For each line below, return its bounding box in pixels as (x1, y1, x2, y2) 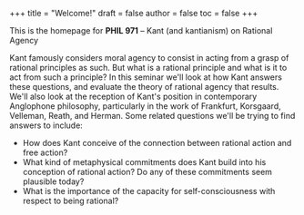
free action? (22, 147, 68, 158)
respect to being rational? (22, 195, 119, 206)
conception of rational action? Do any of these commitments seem (22, 167, 273, 177)
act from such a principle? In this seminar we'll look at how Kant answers (9, 72, 282, 83)
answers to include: (9, 120, 84, 131)
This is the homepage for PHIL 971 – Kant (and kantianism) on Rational (9, 25, 273, 35)
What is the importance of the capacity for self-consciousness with (22, 186, 276, 196)
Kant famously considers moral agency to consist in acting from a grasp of (9, 53, 289, 63)
